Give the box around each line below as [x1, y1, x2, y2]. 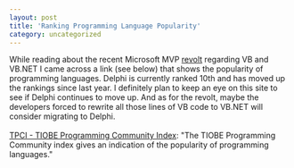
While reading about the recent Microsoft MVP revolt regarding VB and [9, 55, 269, 65]
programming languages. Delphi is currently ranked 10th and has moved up [9, 73, 286, 84]
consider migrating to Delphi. [9, 111, 116, 122]
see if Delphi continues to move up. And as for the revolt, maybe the [9, 92, 259, 103]
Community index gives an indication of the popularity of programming [9, 139, 269, 150]
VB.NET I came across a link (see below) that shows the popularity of [9, 63, 264, 74]
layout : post [9, 13, 58, 22]
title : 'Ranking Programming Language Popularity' [9, 21, 201, 30]
